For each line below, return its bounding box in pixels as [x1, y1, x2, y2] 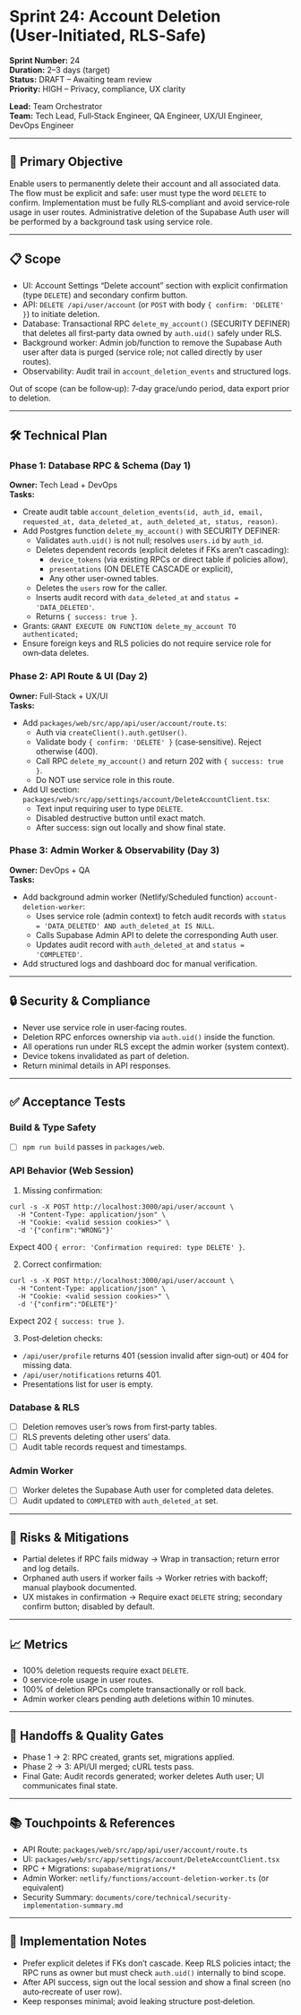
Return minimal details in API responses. [21, 1060, 172, 1071]
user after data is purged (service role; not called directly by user [21, 347, 262, 357]
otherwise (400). [35, 745, 99, 756]
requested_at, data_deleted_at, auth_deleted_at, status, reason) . [21, 516, 278, 527]
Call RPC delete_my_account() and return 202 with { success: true [35, 755, 284, 766]
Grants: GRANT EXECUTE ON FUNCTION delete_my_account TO [21, 621, 236, 632]
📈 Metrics [9, 1637, 69, 1652]
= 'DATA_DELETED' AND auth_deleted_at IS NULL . [35, 920, 215, 931]
